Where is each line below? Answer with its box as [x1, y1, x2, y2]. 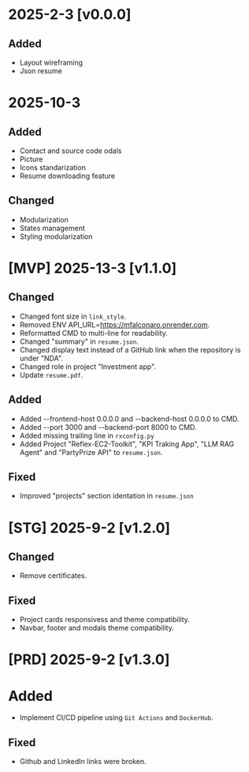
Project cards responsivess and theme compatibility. [19, 615, 191, 625]
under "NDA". [19, 353, 63, 363]
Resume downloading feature [19, 171, 116, 181]
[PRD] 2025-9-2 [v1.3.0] [8, 651, 170, 669]
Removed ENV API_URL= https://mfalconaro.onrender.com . [19, 319, 210, 329]
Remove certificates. [19, 571, 87, 580]
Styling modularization [19, 231, 93, 241]
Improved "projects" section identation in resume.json [19, 491, 195, 501]
